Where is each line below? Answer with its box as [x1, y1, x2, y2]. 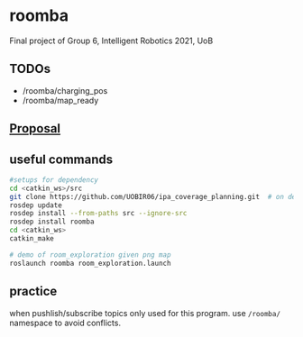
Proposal [9, 121, 61, 136]
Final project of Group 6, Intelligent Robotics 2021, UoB [9, 35, 214, 46]
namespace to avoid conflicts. [9, 317, 122, 328]
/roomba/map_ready [22, 95, 99, 105]
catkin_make [9, 234, 54, 243]
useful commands [9, 151, 114, 167]
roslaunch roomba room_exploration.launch [9, 259, 171, 268]
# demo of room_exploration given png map [9, 250, 171, 260]
